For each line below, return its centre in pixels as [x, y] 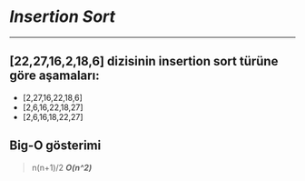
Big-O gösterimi [55, 146]
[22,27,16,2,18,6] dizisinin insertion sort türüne [144, 61]
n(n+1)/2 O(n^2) [62, 167]
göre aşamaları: [54, 76]
